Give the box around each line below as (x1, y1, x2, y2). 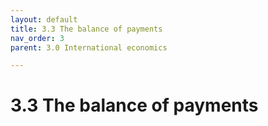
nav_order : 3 (10, 33, 65, 43)
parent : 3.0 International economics (10, 42, 168, 53)
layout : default (10, 14, 78, 25)
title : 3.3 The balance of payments (10, 24, 163, 34)
